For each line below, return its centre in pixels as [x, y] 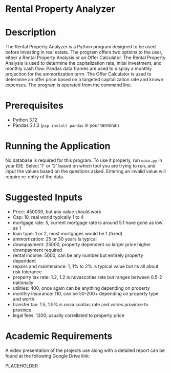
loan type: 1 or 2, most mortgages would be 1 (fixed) [68, 233]
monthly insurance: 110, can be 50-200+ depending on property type [85, 293]
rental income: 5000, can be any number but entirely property [78, 255]
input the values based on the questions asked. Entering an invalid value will [86, 171]
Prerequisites [35, 106]
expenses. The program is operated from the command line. [69, 85]
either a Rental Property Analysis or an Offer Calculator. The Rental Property [85, 58]
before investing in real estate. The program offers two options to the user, [84, 52]
